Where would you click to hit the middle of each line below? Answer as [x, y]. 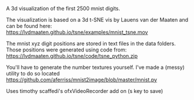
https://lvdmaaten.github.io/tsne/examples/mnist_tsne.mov [77, 32]
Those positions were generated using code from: [67, 50]
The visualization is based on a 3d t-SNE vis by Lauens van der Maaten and [97, 20]
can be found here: [29, 26]
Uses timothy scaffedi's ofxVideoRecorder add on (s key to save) [85, 91]
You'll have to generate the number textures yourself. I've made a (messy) [95, 67]
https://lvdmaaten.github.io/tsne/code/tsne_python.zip [72, 56]
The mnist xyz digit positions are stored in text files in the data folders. [91, 44]
